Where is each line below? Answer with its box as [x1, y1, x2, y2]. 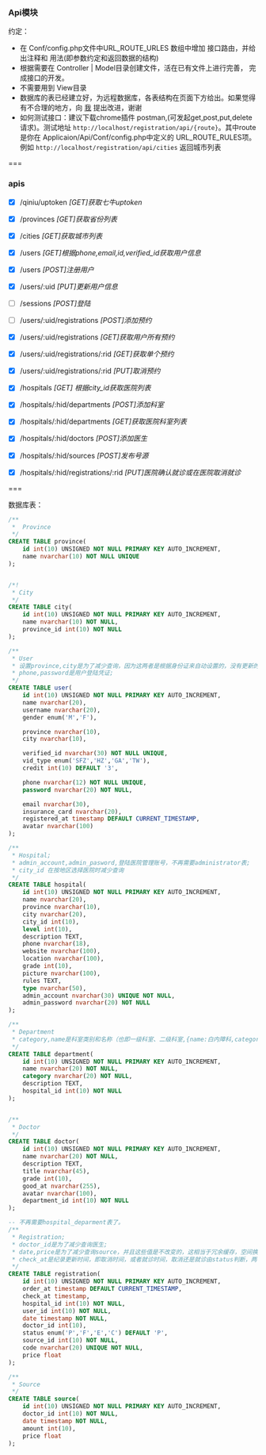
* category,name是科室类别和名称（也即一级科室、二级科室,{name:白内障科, [11, 1035, 235, 1043]
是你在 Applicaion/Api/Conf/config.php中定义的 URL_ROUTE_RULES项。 [19, 132, 256, 142]
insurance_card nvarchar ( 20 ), [22, 808, 123, 816]
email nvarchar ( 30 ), [22, 800, 90, 808]
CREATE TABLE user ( [8, 684, 73, 692]
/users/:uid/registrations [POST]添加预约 [19, 316, 152, 325]
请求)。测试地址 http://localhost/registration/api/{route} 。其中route [19, 123, 256, 132]
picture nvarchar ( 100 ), [22, 969, 101, 977]
